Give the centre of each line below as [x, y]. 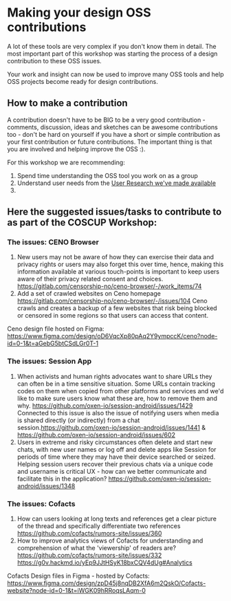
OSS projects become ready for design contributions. [82, 81]
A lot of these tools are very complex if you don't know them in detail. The [112, 46]
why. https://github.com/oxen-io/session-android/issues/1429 [105, 405]
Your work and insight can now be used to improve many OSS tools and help [115, 74]
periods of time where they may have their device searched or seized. [116, 457]
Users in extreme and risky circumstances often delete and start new [115, 442]
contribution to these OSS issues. [54, 61]
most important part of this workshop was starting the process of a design [112, 54]
